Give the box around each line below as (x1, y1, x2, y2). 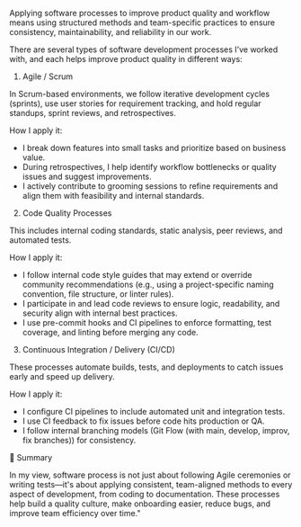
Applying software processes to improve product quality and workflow (9, 8, 270, 18)
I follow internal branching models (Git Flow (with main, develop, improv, (22, 425, 290, 435)
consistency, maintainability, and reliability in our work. (9, 27, 212, 37)
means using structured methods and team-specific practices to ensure (9, 17, 276, 28)
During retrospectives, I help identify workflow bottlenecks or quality (22, 162, 277, 172)
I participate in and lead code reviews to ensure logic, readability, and (22, 299, 280, 308)
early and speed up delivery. (9, 371, 115, 381)
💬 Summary (9, 452, 53, 462)
